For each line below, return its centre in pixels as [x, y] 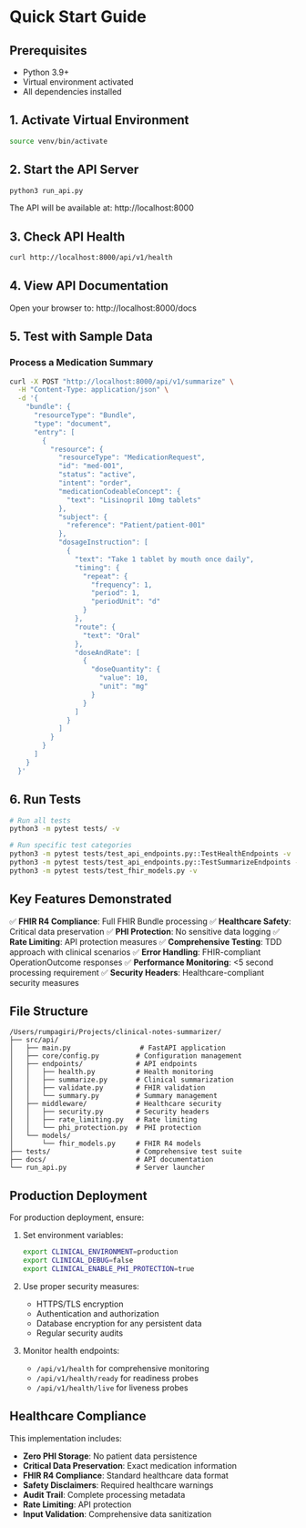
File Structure [49, 1011]
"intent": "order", [95, 483]
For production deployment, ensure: [77, 1217]
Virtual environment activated [78, 82]
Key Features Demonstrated [91, 899]
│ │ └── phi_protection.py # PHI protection [106, 1128]
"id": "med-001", [91, 467]
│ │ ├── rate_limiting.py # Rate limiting [103, 1120]
